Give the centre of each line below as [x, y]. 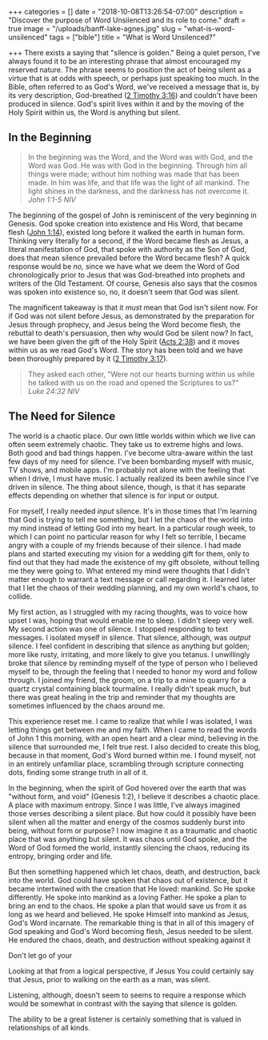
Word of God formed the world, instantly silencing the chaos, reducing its [129, 847]
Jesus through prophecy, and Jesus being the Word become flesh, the [125, 324]
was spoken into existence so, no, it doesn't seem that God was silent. [124, 291]
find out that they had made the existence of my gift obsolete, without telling [134, 562]
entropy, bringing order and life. [61, 856]
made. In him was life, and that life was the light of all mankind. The [138, 182]
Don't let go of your [40, 955]
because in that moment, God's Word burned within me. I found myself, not [132, 755]
